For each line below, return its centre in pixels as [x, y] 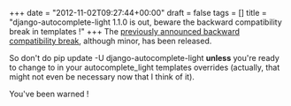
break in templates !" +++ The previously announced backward [125, 31]
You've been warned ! [49, 94]
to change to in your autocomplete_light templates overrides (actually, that [145, 67]
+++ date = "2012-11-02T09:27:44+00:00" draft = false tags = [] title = [138, 13]
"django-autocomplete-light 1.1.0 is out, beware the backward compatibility [146, 22]
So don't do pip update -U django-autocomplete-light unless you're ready [145, 58]
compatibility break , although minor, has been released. [111, 41]
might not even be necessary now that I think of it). [102, 77]
